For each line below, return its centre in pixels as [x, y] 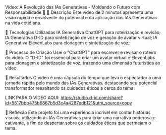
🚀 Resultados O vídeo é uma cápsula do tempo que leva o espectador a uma [83, 78]
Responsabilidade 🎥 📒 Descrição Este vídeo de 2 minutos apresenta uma [79, 12]
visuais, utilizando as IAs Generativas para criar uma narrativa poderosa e [81, 118]
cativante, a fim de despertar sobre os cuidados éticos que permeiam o [78, 123]
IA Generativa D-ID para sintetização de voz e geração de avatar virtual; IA [81, 37]
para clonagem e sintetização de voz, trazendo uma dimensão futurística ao [83, 63]
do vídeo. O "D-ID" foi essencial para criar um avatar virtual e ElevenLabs [80, 58]
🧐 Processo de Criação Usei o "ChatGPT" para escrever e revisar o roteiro [81, 52]
